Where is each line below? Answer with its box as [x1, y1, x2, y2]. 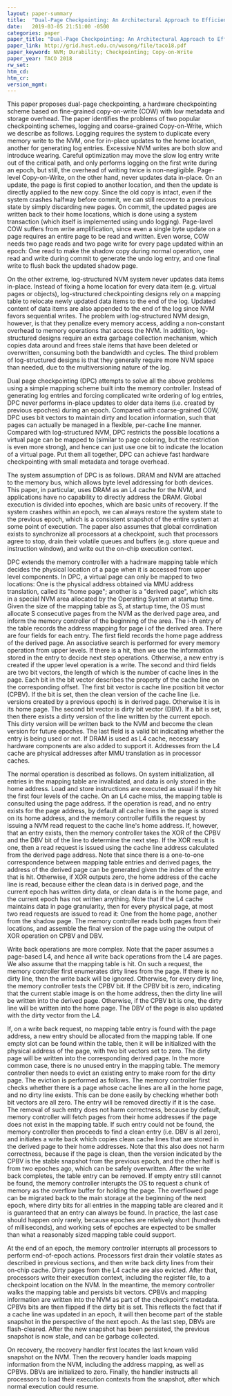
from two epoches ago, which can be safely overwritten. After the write [7, 1164, 211, 1173]
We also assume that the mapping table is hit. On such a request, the [7, 960, 203, 968]
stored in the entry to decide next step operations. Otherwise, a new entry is [7, 653, 224, 662]
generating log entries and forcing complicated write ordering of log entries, [7, 392, 224, 400]
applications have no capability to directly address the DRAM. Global [7, 493, 202, 502]
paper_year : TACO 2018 [7, 55, 72, 62]
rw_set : [7, 62, 30, 69]
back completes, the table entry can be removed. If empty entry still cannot [7, 1172, 222, 1180]
